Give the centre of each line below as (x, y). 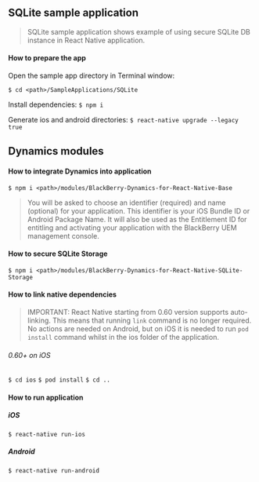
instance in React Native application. (86, 40)
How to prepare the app (47, 58)
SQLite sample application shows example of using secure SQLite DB (138, 31)
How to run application (46, 397)
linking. (39, 320)
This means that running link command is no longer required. (152, 320)
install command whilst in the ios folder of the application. (123, 338)
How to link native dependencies (63, 294)
